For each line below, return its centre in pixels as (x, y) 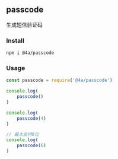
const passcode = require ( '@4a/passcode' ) (59, 80)
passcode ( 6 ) (31, 146)
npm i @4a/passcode (30, 53)
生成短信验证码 (24, 25)
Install (15, 40)
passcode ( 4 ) (31, 118)
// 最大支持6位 (23, 135)
